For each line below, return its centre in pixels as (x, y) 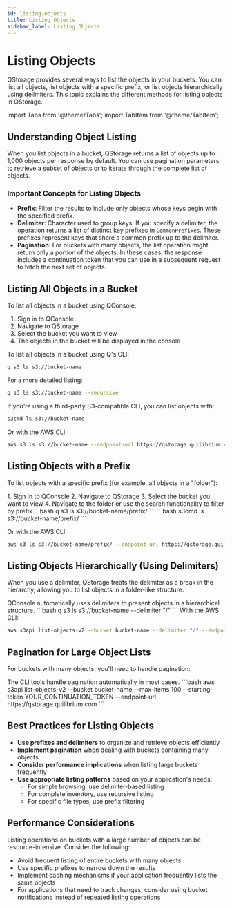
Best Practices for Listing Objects (80, 726)
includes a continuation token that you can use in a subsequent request (119, 260)
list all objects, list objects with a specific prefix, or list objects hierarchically (115, 87)
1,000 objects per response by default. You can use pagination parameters (113, 161)
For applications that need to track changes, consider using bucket (113, 889)
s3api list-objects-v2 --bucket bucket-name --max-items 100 (94, 689)
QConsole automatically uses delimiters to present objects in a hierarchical (113, 603)
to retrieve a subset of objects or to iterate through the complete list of (107, 168)
